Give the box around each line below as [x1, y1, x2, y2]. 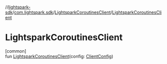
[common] [5, 48, 26, 54]
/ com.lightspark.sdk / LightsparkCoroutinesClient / [12, 9, 113, 15]
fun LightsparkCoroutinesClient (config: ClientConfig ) [5, 53, 113, 59]
